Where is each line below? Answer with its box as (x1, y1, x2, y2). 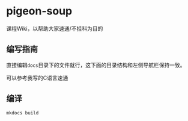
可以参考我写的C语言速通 (6, 74, 68, 81)
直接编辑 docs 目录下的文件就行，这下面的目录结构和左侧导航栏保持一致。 (6, 61, 186, 69)
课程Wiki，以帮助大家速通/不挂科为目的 (6, 25, 103, 32)
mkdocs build (6, 110, 39, 116)
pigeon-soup (6, 4, 73, 18)
